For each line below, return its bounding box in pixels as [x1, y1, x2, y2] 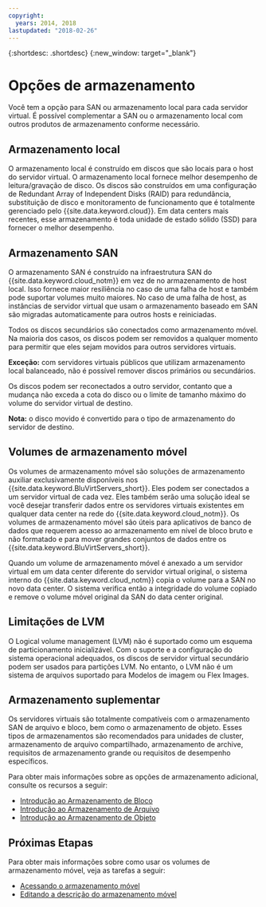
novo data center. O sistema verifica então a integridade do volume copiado [8, 583, 257, 593]
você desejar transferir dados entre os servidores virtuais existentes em [8, 500, 244, 510]
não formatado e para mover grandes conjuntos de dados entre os [8, 534, 227, 544]
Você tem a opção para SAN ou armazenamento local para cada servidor [8, 103, 248, 112]
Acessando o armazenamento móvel [19, 881, 141, 891]
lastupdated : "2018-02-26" [8, 26, 98, 34]
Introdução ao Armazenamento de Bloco [19, 796, 153, 806]
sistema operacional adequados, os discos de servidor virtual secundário [8, 653, 249, 662]
